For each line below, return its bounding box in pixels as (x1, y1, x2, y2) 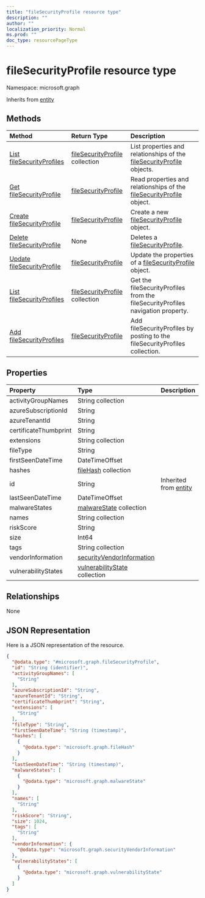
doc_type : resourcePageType (6, 37, 78, 43)
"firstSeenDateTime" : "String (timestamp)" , (12, 727, 127, 733)
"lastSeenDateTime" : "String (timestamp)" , (12, 761, 124, 768)
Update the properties (130, 250, 194, 259)
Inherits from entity (6, 95, 54, 103)
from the (130, 291, 156, 300)
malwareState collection (77, 503, 147, 511)
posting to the (130, 332, 171, 340)
